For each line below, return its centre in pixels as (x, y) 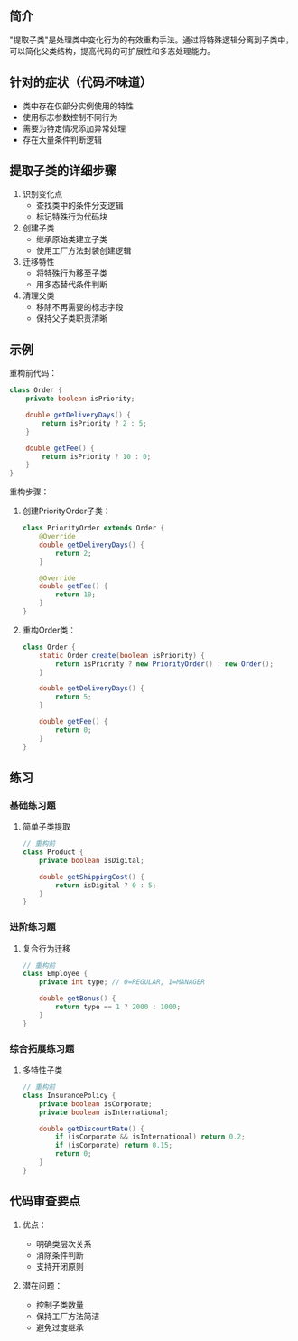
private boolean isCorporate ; (96, 1104)
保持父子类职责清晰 (72, 318)
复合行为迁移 (46, 948)
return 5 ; (74, 697)
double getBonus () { (78, 999)
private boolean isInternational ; (104, 1112)
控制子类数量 (60, 1305)
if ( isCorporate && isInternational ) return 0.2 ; (150, 1137)
